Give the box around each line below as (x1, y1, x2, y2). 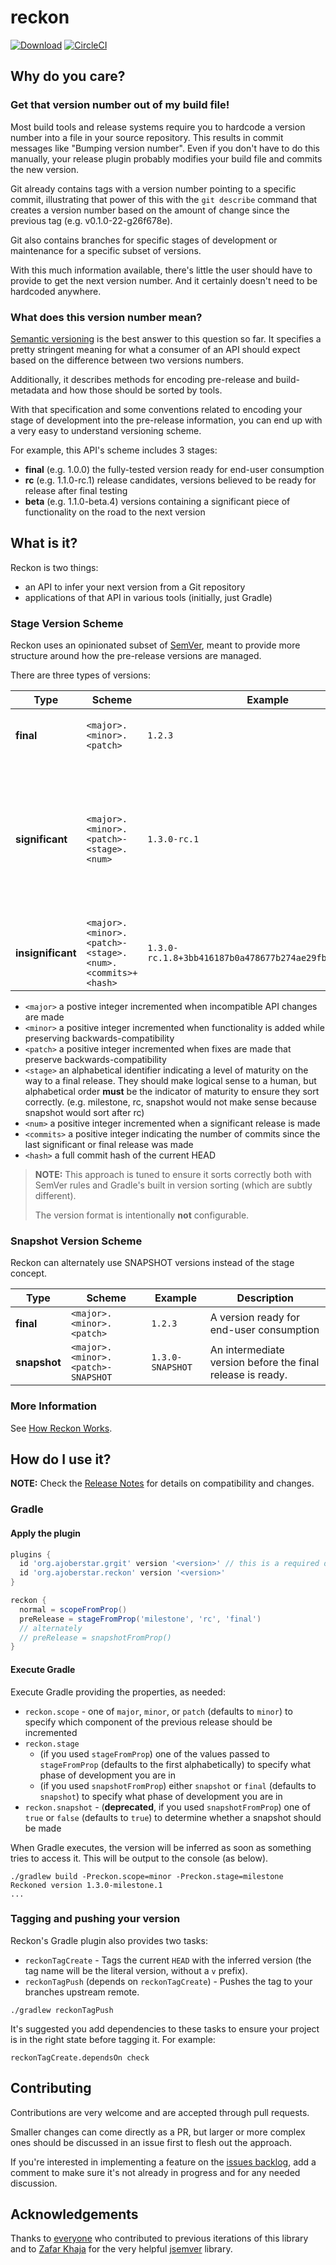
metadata (10, 384, 50, 396)
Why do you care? (10, 68, 126, 85)
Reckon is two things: (10, 561, 99, 573)
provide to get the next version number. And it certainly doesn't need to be (10, 274, 318, 286)
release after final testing (24, 484, 128, 496)
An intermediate (209, 1343, 285, 1357)
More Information (10, 1399, 97, 1413)
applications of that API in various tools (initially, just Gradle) (24, 591, 273, 603)
